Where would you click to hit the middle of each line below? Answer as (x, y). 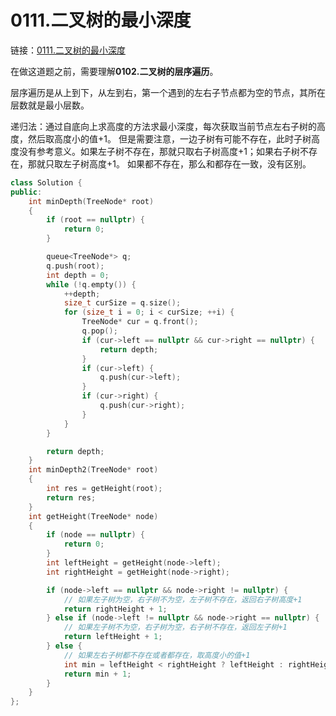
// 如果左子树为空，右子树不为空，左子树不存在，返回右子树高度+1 (183, 599)
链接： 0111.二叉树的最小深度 (68, 50)
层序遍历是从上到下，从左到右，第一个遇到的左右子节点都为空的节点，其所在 (168, 92)
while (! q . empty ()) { (91, 284)
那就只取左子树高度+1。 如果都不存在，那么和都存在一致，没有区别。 (169, 163)
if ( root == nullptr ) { (95, 220)
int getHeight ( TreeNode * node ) (93, 516)
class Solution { (46, 182)
